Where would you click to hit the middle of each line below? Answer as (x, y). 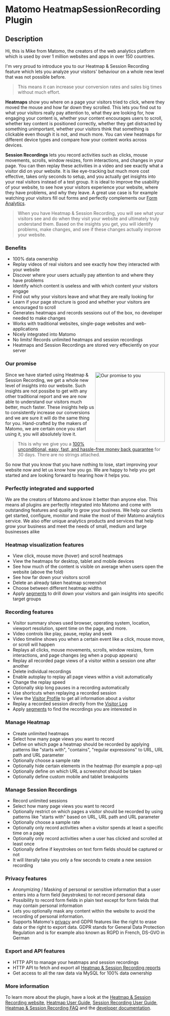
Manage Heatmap (28, 722)
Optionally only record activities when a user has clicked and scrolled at (88, 839)
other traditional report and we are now (46, 396)
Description (24, 39)
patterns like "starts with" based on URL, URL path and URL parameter (86, 817)
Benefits (16, 248)
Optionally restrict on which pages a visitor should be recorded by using (88, 812)
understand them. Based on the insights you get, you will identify (85, 224)
